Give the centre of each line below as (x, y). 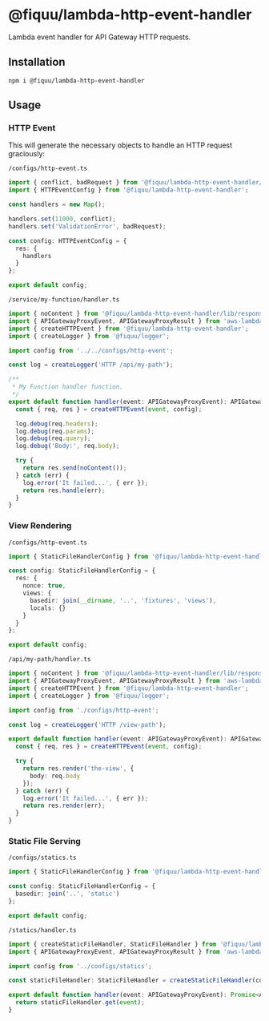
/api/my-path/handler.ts (50, 660)
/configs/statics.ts (43, 858)
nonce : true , (44, 586)
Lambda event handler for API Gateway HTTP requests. (100, 37)
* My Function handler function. (68, 387)
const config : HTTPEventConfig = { (68, 241)
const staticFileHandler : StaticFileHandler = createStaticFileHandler (130, 981)
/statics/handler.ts (43, 930)
